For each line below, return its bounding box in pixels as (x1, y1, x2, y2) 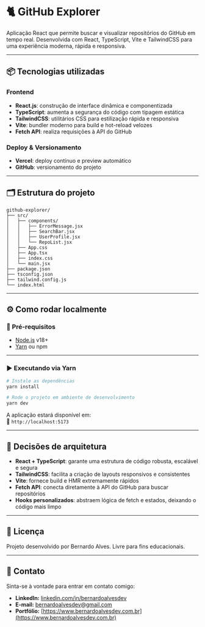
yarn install (6, 384, 40, 390)
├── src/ (6, 212, 29, 218)
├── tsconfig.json (6, 271, 53, 277)
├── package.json (6, 265, 51, 272)
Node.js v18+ (15, 336, 49, 344)
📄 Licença (6, 527, 45, 537)
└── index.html (6, 282, 45, 288)
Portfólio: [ (15, 607, 43, 615)
